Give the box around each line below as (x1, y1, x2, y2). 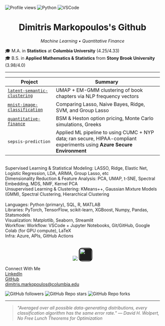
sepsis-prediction (7, 139, 51, 144)
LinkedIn (5, 271, 23, 276)
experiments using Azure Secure (55, 141, 133, 148)
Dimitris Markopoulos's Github (19, 22, 146, 33)
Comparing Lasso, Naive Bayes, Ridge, (55, 100, 145, 107)
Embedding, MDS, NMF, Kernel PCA (5, 180, 78, 186)
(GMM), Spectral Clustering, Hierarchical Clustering (5, 191, 110, 197)
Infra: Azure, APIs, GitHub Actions (5, 233, 74, 239)
